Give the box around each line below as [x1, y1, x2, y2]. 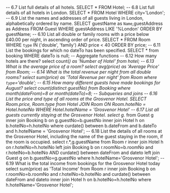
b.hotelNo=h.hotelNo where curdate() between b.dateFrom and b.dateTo [6, 123, 157, 129]
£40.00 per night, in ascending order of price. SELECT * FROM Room [6, 36, 151, 43]
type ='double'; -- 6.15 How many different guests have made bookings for [6, 80, 161, 86]
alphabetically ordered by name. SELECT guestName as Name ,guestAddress [6, 20, 163, 26]
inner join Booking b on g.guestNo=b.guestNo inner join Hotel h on [6, 118, 145, 123]
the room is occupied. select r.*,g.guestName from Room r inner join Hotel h [6, 139, 164, 145]
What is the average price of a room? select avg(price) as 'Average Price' [6, 63, 159, 69]
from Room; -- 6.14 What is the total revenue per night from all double [6, 69, 151, 75]
